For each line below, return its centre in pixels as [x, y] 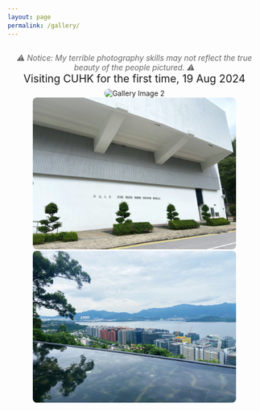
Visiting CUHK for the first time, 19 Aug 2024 [134, 78]
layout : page [29, 17]
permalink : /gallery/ [44, 25]
